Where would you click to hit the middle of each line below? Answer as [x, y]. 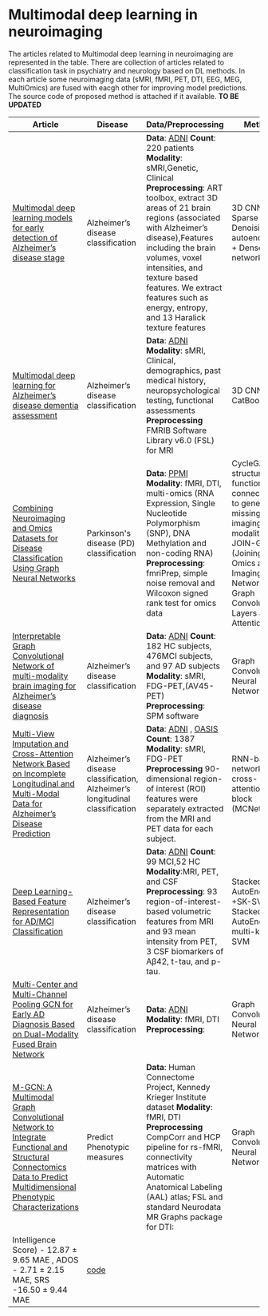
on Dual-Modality [45, 1034]
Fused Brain [35, 1044]
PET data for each [180, 828]
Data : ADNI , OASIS [182, 728]
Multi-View [33, 734]
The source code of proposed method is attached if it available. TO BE [124, 96]
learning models [43, 217]
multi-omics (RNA [180, 493]
